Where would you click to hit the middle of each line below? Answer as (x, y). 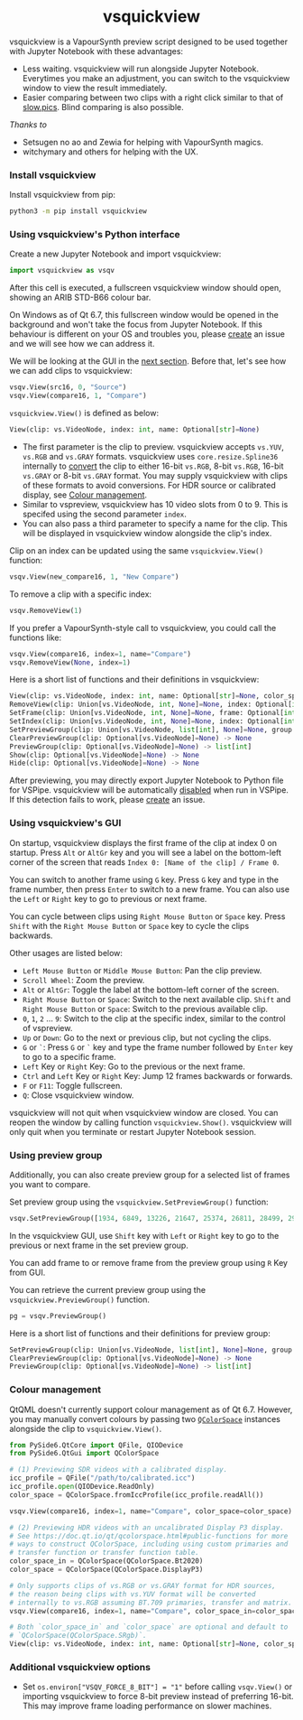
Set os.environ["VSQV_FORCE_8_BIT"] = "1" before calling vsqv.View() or (157, 1687)
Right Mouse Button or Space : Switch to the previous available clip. (145, 1009)
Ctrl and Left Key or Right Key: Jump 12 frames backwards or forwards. (157, 1075)
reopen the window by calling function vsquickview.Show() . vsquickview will (151, 1122)
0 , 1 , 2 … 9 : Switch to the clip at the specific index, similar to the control (154, 1018)
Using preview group (56, 1155)
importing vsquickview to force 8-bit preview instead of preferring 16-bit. (158, 1697)
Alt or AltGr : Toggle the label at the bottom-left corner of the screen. (151, 990)
